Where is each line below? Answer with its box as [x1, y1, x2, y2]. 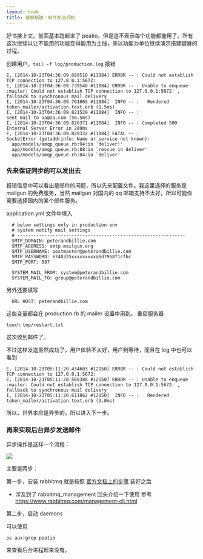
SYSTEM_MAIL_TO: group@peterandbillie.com [12, 275, 121, 281]
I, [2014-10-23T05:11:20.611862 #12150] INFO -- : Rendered [6, 392, 170, 398]
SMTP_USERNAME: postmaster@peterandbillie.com [12, 248, 131, 255]
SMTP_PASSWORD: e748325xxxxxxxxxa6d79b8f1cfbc [12, 253, 131, 259]
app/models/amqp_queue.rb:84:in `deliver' [12, 152, 121, 158]
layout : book [6, 8, 39, 15]
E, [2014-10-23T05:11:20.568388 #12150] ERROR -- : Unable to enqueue [6, 377, 188, 383]
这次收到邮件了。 [6, 333, 49, 340]
